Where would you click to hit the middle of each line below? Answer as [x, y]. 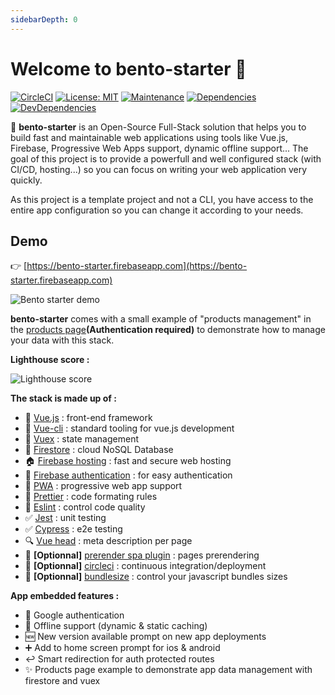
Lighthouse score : [50, 360]
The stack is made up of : [63, 398]
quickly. [26, 180]
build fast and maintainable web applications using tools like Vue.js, [149, 137]
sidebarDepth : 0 [44, 19]
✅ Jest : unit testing [65, 518]
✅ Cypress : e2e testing [73, 529]
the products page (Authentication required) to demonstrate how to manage [168, 330]
